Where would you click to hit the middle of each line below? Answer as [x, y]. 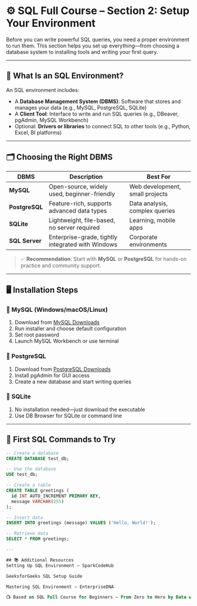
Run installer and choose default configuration [71, 329]
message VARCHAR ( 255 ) [38, 501]
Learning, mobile [152, 220]
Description [86, 176]
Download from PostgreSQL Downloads [63, 369]
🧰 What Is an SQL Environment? [65, 76]
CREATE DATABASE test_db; [38, 458]
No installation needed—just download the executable [80, 409]
